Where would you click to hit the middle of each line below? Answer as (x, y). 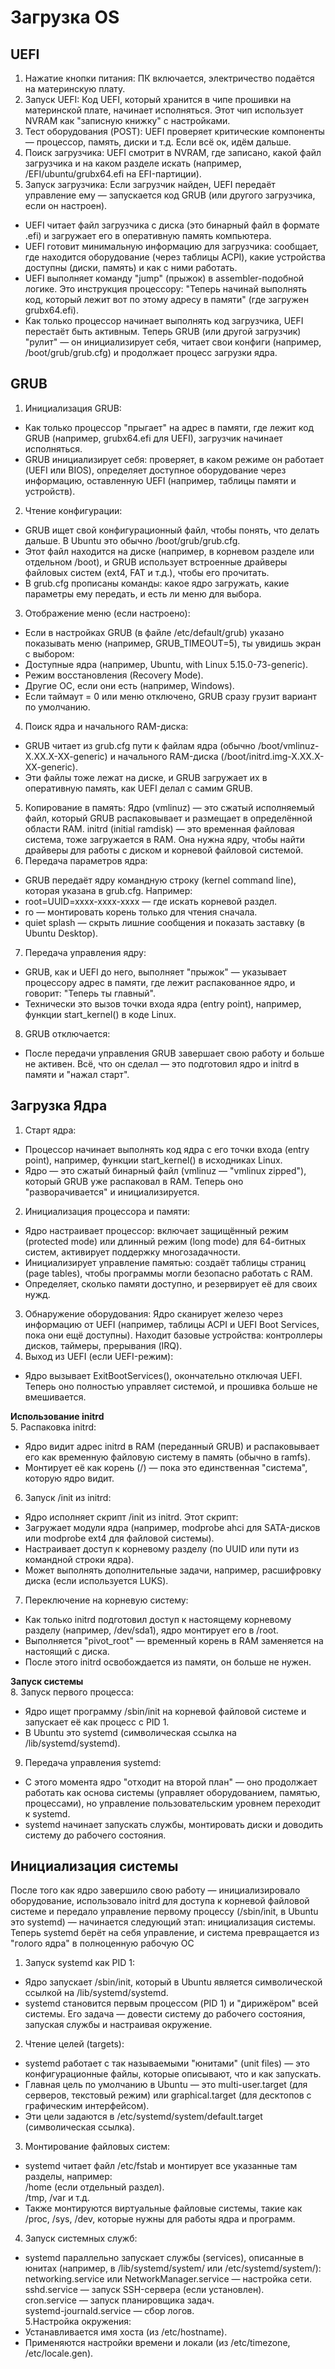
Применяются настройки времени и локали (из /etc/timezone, (157, 2343)
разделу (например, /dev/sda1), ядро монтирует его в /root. (151, 1630)
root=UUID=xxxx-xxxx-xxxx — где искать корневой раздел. (151, 901)
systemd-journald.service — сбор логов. (109, 2311)
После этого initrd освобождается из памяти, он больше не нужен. (168, 1662)
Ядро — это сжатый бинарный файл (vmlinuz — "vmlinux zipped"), (165, 1170)
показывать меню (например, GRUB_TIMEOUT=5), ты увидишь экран (173, 643)
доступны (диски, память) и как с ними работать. (131, 267)
